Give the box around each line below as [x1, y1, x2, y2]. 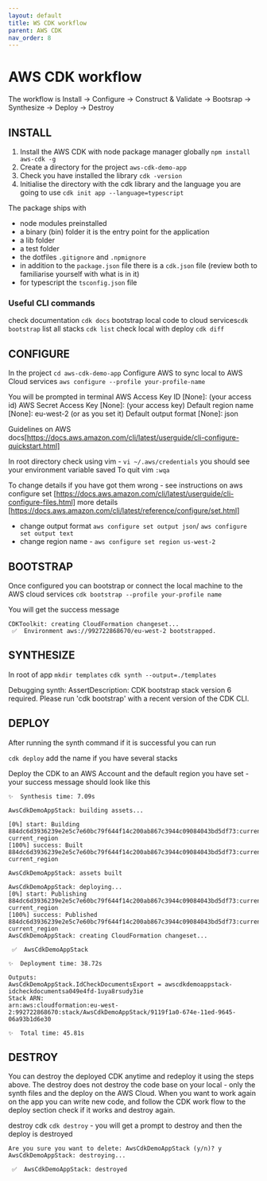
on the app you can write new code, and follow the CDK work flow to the [8, 1097, 246, 1106]
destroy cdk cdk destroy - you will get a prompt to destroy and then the [8, 1121, 242, 1130]
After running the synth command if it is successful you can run [8, 737, 217, 748]
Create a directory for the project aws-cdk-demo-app [19, 162, 187, 172]
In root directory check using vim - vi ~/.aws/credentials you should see [8, 456, 250, 466]
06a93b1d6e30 [8, 1015, 52, 1023]
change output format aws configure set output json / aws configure [19, 522, 248, 531]
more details [76, 498, 118, 507]
